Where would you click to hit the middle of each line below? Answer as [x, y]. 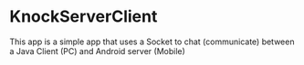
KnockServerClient [84, 17]
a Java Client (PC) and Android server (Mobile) [97, 51]
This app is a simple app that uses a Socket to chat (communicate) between [152, 42]
